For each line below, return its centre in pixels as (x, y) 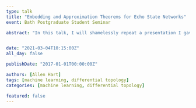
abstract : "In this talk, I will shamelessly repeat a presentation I (94, 33)
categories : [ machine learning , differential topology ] (75, 85)
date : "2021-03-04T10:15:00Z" (43, 48)
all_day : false (24, 54)
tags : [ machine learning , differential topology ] (68, 80)
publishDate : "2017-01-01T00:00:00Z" (52, 64)
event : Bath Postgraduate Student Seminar (58, 22)
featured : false (26, 96)
